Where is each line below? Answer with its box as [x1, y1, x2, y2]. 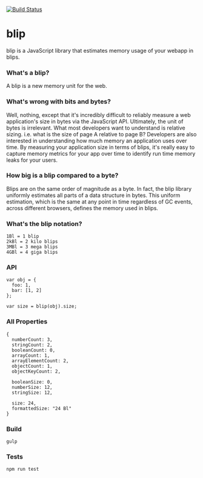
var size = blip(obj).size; [6, 304, 78, 310]
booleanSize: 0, [12, 379, 53, 385]
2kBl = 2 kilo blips [6, 239, 59, 245]
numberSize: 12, [12, 384, 53, 390]
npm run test [6, 466, 39, 473]
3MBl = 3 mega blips [6, 244, 59, 250]
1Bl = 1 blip [6, 233, 39, 239]
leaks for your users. [6, 156, 58, 164]
